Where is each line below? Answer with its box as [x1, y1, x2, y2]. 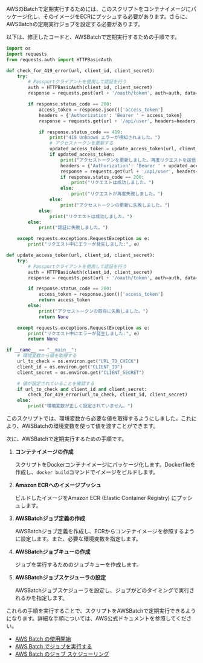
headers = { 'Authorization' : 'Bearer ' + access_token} [38, 112, 182, 118]
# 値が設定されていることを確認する [17, 381, 95, 387]
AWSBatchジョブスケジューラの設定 [14, 574, 106, 581]
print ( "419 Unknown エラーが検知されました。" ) [49, 135, 161, 141]
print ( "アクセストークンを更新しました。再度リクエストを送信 [60, 157, 196, 163]
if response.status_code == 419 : [38, 129, 123, 135]
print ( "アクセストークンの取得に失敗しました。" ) [38, 308, 149, 314]
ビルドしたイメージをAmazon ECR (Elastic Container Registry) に [14, 495, 177, 501]
